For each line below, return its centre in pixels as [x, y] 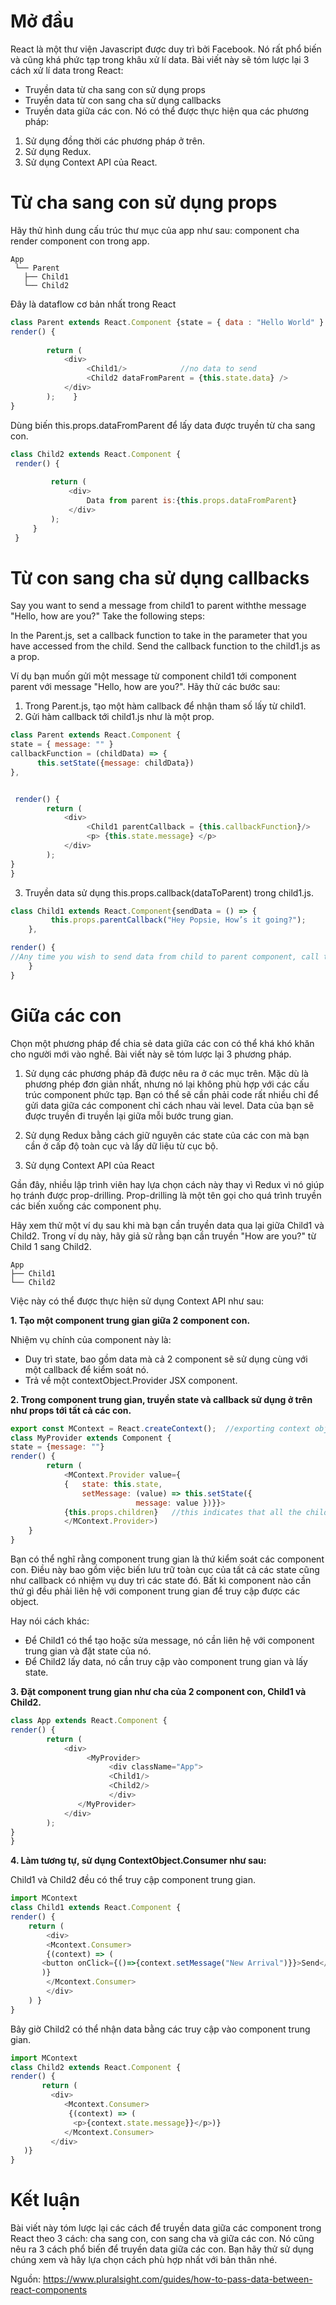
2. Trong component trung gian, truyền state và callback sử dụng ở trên [161, 1399]
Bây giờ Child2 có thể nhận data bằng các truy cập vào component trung [160, 2029]
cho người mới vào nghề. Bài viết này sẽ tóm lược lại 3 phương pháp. [151, 1054]
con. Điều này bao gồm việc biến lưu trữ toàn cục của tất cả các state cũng [165, 1569]
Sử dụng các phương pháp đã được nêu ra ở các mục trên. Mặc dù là [166, 1073]
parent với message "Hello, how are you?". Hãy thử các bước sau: [145, 687]
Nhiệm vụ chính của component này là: [91, 1339]
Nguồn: [26, 2279]
